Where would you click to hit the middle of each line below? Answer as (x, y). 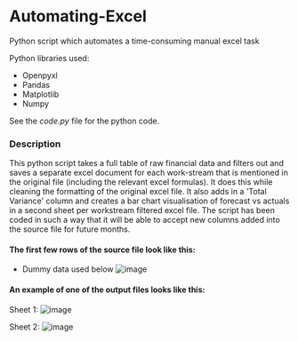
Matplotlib (40, 94)
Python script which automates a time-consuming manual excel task (134, 41)
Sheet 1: (24, 309)
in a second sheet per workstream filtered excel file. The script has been (142, 210)
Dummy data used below (68, 269)
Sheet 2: (24, 327)
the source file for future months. (70, 229)
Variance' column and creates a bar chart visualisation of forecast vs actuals (149, 201)
